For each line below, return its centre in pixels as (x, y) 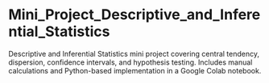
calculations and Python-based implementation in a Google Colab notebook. (135, 70)
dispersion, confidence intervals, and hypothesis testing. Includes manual (130, 62)
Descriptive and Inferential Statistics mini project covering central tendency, (134, 53)
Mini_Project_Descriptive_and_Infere (134, 15)
